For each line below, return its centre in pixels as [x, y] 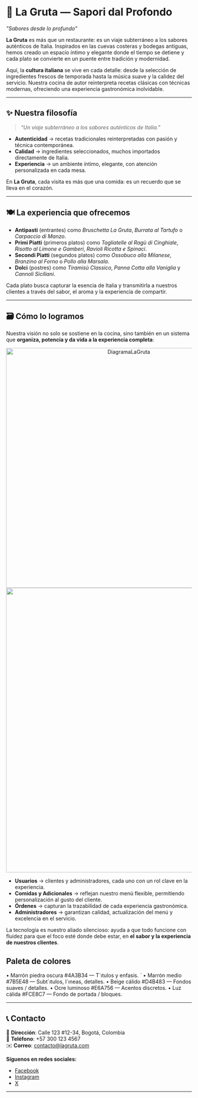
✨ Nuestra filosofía [42, 113]
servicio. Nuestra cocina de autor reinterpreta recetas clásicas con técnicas [98, 83]
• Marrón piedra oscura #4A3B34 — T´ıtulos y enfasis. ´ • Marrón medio [94, 975]
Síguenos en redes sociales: [41, 1059]
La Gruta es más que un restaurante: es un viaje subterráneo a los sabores [97, 40]
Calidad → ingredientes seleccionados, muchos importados [87, 151]
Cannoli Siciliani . [35, 273]
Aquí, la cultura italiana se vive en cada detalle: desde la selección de [91, 70]
